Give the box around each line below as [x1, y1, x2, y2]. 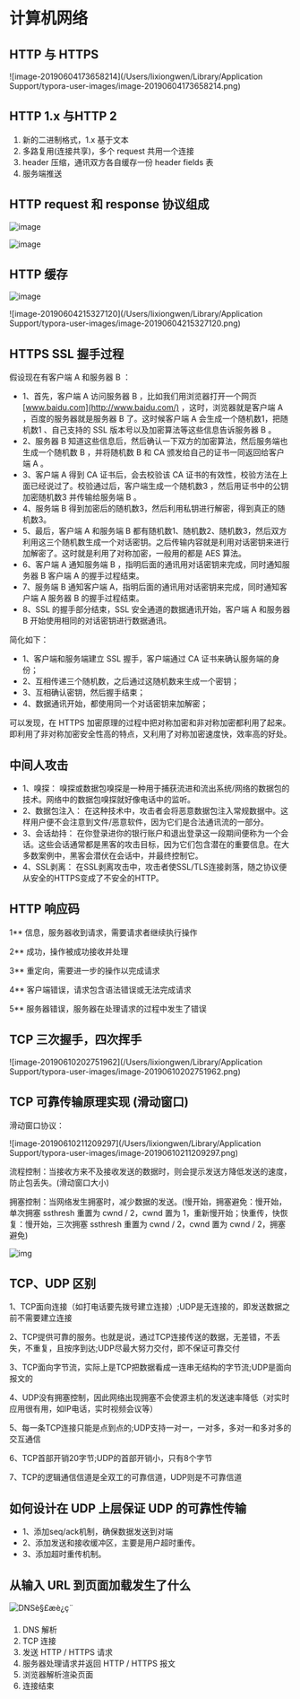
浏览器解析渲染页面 [21, 1668, 94, 1679]
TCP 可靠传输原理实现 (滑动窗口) [9, 1094, 190, 1109]
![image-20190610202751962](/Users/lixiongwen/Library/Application [9, 1056, 262, 1067]
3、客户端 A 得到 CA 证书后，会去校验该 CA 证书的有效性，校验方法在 [21, 469, 280, 480]
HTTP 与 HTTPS [9, 47, 99, 62]
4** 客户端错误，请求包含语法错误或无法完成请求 [9, 984, 193, 994]
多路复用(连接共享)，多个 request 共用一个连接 [21, 145, 195, 156]
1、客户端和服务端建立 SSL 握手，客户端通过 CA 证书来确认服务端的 [21, 653, 272, 664]
